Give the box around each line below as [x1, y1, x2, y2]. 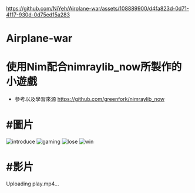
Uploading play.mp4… [6, 180, 59, 187]
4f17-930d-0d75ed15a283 [6, 11, 70, 18]
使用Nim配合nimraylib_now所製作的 [6, 60, 182, 74]
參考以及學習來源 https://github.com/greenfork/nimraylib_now [14, 96, 165, 103]
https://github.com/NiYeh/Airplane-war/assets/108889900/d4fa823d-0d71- [6, 5, 189, 12]
